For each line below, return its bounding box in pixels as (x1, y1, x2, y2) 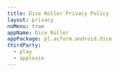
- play (13, 49, 32, 56)
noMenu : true (7, 23, 45, 29)
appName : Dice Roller (7, 29, 69, 36)
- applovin (13, 55, 45, 62)
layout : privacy (7, 16, 54, 23)
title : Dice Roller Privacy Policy (7, 10, 109, 17)
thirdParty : (7, 42, 41, 49)
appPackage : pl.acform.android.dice (7, 36, 112, 43)
